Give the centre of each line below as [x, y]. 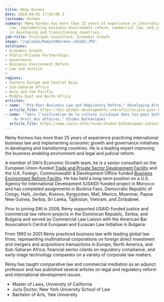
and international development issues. [43, 275]
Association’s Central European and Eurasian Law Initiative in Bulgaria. [76, 224]
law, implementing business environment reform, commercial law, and [82, 28]
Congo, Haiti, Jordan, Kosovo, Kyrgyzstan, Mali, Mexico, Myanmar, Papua [79, 194]
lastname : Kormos [23, 19]
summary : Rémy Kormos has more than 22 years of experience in [71, 23]
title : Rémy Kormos [25, 10]
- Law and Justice [24, 69]
